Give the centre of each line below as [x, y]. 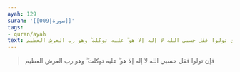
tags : [15, 27]
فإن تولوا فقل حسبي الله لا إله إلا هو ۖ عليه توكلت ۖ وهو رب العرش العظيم [120, 61]
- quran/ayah [27, 34]
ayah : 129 [22, 14]
